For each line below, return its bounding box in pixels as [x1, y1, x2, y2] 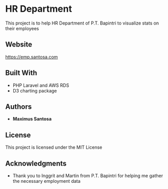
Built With [5, 68, 37, 77]
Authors [5, 102, 32, 111]
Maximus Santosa [12, 116, 52, 122]
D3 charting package [12, 87, 57, 93]
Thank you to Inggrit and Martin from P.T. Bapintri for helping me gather [12, 173, 163, 179]
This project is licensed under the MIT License [5, 144, 103, 151]
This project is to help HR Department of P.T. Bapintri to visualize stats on [5, 20, 159, 26]
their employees [5, 25, 39, 31]
